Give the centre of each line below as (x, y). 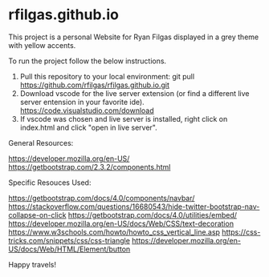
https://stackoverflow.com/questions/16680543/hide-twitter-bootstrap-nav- (134, 207)
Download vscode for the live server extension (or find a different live (134, 93)
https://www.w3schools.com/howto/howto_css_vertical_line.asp (114, 232)
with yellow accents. (42, 45)
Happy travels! (33, 264)
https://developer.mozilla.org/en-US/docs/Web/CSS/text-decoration (121, 223)
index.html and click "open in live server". (89, 127)
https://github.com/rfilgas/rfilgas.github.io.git (95, 85)
